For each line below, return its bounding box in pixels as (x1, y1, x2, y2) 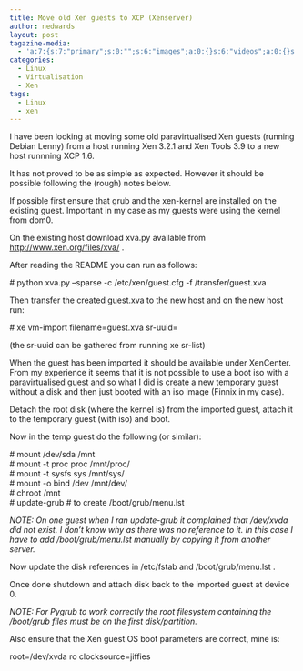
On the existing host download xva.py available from (9, 233, 207, 244)
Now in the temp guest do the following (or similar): (9, 431, 202, 442)
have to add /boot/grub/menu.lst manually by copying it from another (9, 534, 271, 546)
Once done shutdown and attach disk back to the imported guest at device (9, 579, 290, 590)
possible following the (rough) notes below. (9, 178, 171, 189)
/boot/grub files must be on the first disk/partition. (9, 616, 197, 627)
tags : (9, 89, 30, 98)
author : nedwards (9, 22, 76, 31)
